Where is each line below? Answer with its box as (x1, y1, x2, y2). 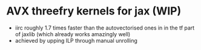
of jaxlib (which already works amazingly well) (15, 30, 131, 37)
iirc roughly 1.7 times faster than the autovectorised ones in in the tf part (15, 24, 195, 31)
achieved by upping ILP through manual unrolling (15, 37, 137, 44)
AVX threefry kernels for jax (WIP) (6, 4, 182, 18)
